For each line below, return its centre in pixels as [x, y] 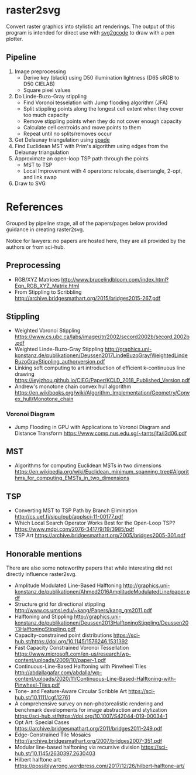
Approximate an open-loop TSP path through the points [82, 158]
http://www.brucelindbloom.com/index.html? [115, 279]
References [35, 207]
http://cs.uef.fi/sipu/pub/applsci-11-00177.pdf [69, 517]
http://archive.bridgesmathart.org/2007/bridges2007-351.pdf [88, 741]
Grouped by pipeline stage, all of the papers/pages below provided [87, 223]
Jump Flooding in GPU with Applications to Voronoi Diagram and [92, 427]
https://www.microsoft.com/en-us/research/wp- [73, 654]
